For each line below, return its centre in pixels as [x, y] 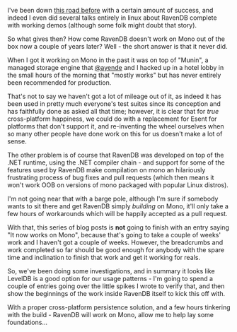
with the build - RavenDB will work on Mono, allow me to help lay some [111, 315]
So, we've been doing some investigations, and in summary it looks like [111, 271]
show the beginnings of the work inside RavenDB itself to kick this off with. [116, 294]
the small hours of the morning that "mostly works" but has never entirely [114, 75]
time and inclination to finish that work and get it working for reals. [104, 257]
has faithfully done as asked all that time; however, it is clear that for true [113, 111]
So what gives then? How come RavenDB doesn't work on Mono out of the [116, 39]
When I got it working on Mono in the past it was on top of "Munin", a [108, 60]
